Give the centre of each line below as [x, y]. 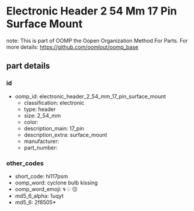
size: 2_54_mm [42, 115]
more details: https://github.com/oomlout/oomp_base [72, 47]
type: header [40, 109]
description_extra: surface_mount [65, 134]
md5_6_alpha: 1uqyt [39, 196]
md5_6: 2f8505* [35, 202]
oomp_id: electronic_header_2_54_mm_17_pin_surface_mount [90, 96]
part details [28, 66]
